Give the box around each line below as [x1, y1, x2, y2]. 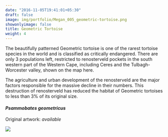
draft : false [5, 12, 33, 17]
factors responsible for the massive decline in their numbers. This [5, 82, 144, 88]
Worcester [5, 67, 27, 73]
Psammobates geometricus [5, 105, 66, 111]
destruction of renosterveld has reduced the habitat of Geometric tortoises [5, 88, 163, 94]
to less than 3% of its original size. [5, 93, 78, 99]
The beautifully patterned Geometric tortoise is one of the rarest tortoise [5, 45, 158, 51]
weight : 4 [5, 31, 27, 36]
